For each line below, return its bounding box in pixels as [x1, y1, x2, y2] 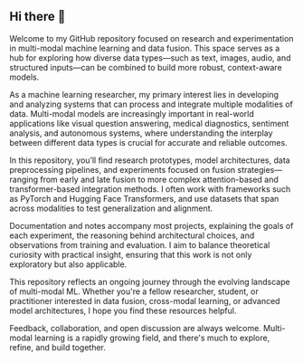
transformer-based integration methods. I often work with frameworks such [9, 183, 291, 195]
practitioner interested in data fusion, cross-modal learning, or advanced [9, 295, 280, 306]
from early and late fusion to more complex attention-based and [40, 174, 279, 185]
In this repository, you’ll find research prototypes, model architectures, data [9, 155, 291, 166]
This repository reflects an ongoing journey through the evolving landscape [9, 276, 291, 287]
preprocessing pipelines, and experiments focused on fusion [9, 164, 236, 175]
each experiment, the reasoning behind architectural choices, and [9, 230, 255, 241]
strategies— [237, 164, 283, 175]
